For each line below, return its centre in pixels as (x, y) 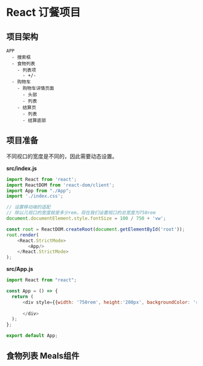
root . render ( (23, 235)
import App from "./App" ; (39, 191)
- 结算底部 (34, 120)
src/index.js (22, 168)
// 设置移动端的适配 (28, 207)
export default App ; (32, 336)
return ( (23, 296)
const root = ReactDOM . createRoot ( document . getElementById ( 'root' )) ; (96, 229)
